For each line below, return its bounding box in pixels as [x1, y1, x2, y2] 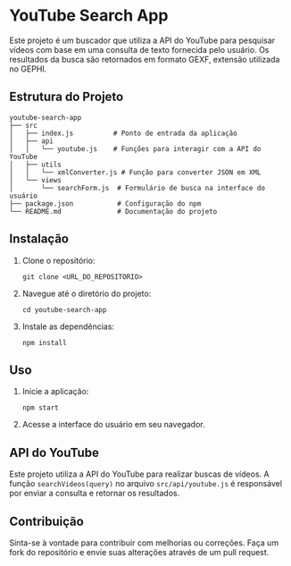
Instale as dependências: [21, 321, 114, 332]
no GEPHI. [9, 63, 47, 74]
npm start [21, 403, 60, 412]
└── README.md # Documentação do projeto [9, 207, 218, 215]
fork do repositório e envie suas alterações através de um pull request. [9, 547, 270, 557]
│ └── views [9, 175, 62, 184]
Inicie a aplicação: [21, 386, 89, 397]
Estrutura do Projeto [9, 89, 124, 105]
